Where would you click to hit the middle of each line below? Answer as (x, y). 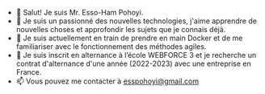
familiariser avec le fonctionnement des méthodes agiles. (111, 47)
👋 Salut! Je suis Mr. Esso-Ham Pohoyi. (80, 12)
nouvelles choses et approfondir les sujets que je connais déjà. (121, 29)
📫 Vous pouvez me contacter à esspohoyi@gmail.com (107, 81)
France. (29, 72)
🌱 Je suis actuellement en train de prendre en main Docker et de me (129, 38)
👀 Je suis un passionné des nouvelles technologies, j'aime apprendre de (136, 21)
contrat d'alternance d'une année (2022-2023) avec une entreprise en (134, 63)
